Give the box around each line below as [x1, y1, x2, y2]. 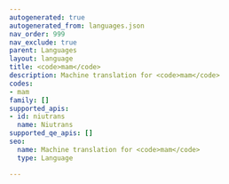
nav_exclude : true [9, 37, 77, 47]
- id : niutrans [9, 112, 66, 121]
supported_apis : [9, 104, 69, 113]
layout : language [9, 54, 74, 63]
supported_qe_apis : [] [9, 129, 93, 138]
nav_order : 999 [9, 29, 66, 38]
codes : [9, 79, 34, 88]
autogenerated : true [9, 12, 86, 22]
